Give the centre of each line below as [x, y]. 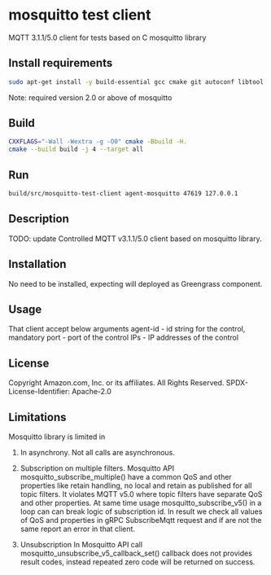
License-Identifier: [39, 392]
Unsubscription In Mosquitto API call [81, 544]
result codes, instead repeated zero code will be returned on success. [138, 562]
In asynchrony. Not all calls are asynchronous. [97, 452]
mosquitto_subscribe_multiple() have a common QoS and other [126, 476]
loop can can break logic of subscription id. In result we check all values [141, 511]
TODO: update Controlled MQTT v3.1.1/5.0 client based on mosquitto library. [135, 239]
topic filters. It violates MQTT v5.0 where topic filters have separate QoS [141, 494]
